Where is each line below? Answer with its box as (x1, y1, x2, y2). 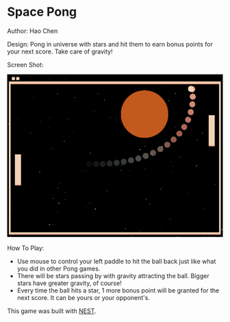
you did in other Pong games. (16, 264, 101, 273)
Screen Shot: (7, 60, 44, 69)
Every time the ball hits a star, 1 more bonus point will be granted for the (16, 286, 220, 295)
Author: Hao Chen (7, 27, 58, 35)
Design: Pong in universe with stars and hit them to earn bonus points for (7, 40, 214, 48)
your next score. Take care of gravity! (7, 47, 113, 55)
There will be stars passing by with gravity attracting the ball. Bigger (16, 272, 210, 280)
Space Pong (7, 4, 77, 20)
